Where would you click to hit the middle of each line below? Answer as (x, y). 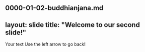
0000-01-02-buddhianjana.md (54, 8)
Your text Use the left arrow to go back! (45, 44)
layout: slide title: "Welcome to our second (72, 25)
